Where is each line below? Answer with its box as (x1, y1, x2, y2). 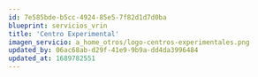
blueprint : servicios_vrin (8, 21, 108, 30)
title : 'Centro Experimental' (8, 29, 120, 38)
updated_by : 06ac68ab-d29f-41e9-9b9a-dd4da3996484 (8, 46, 199, 55)
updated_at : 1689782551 (8, 54, 96, 63)
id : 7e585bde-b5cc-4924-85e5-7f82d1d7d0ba (8, 12, 167, 22)
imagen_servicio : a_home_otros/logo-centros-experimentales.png (8, 37, 250, 47)
